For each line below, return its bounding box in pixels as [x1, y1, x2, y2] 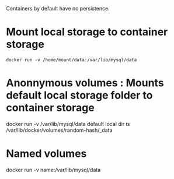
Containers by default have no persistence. [6, 5, 110, 12]
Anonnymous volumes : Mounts [6, 76, 165, 90]
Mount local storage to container [6, 26, 168, 38]
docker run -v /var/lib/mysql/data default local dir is [6, 120, 130, 127]
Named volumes [6, 147, 87, 160]
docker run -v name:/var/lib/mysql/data [6, 166, 101, 173]
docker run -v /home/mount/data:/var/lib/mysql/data [6, 57, 137, 63]
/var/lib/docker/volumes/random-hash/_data [6, 127, 113, 134]
